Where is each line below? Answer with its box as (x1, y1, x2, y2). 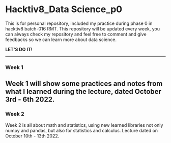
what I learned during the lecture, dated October (5, 87, 162, 96)
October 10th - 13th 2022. (5, 133, 60, 139)
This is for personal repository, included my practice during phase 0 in (5, 20, 153, 26)
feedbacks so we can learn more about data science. (5, 37, 117, 43)
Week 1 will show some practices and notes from (5, 80, 163, 88)
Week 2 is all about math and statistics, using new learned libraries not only (5, 122, 163, 128)
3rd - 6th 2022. (5, 95, 55, 104)
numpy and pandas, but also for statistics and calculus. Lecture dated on (5, 127, 158, 133)
